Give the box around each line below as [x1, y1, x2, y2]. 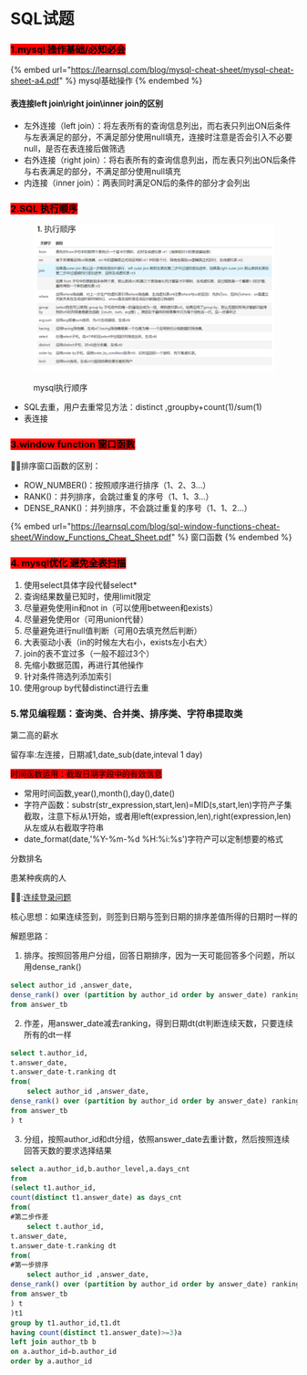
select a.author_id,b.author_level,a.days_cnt [10, 1164, 190, 1173]
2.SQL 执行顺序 [10, 202, 78, 215]
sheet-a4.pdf [10, 75, 60, 87]
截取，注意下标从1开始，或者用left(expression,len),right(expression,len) [23, 811, 292, 822]
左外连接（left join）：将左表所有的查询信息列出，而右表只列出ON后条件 [23, 120, 292, 131]
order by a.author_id [10, 1357, 93, 1366]
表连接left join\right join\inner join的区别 [10, 98, 163, 110]
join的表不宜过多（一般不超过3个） [23, 647, 154, 658]
